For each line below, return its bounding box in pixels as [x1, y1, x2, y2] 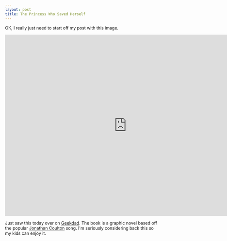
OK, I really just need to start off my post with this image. [5, 25, 119, 30]
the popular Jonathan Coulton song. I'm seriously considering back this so [5, 225, 154, 231]
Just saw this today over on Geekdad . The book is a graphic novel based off [5, 220, 158, 226]
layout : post [5, 7, 32, 12]
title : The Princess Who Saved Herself [5, 12, 86, 16]
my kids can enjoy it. [5, 230, 46, 236]
